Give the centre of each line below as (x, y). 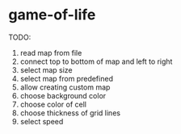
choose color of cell (53, 104)
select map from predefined (66, 78)
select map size (46, 69)
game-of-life (52, 15)
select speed (42, 121)
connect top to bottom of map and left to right (96, 61)
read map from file (51, 52)
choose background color (63, 95)
